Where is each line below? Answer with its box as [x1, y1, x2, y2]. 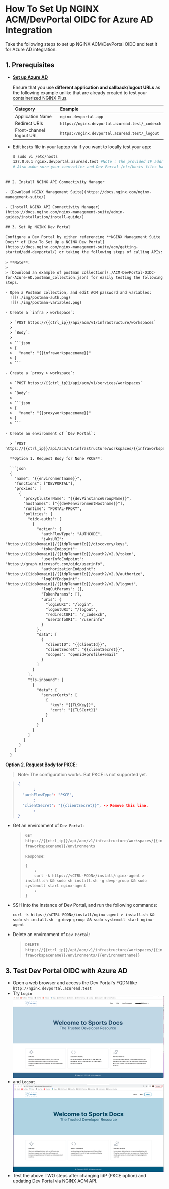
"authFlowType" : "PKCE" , [22, 792, 74, 797]
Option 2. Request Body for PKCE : [5, 761, 77, 768]
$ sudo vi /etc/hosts [12, 154, 58, 159]
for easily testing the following [91, 275, 163, 280]
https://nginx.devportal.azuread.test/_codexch [60, 121, 162, 126]
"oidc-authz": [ [27, 517, 62, 522]
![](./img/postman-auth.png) [10, 295, 71, 300]
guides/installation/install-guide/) [5, 215, 84, 220]
